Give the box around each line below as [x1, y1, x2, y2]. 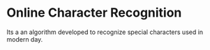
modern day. [6, 35, 43, 43]
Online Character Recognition [6, 5, 182, 21]
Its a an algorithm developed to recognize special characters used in [6, 28, 204, 36]
